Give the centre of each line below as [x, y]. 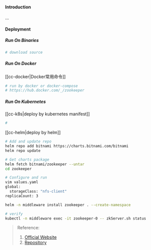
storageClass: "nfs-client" [38, 192]
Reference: [28, 228]
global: [13, 187]
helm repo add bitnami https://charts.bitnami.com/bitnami [67, 146]
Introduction [18, 7]
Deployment [18, 29]
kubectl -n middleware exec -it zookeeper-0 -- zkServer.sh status [76, 218]
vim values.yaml [22, 182]
